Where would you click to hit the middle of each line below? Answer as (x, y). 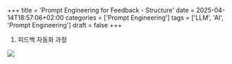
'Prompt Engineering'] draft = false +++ (65, 25)
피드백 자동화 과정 (42, 39)
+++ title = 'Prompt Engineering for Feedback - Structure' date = (101, 10)
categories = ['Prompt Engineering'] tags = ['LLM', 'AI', (145, 18)
